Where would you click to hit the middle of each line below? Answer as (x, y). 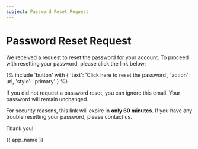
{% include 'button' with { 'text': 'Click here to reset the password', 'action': (98, 75)
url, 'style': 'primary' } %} (37, 81)
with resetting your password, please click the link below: (76, 63)
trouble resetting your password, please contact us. (69, 116)
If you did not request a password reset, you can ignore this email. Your (93, 93)
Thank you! (20, 128)
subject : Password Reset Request (47, 12)
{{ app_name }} (25, 140)
